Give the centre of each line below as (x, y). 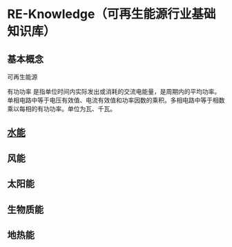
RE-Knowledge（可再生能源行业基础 (112, 14)
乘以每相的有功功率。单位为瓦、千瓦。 (61, 109)
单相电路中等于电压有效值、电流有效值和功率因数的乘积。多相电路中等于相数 (116, 100)
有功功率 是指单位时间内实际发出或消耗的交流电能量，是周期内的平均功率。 (114, 91)
